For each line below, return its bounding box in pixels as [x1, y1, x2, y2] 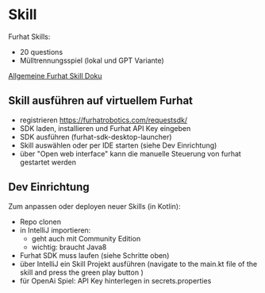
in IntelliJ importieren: [19, 225, 91, 235]
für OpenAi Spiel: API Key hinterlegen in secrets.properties [19, 276, 212, 285]
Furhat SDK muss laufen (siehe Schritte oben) [19, 250, 170, 260]
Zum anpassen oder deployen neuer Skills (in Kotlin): [8, 201, 181, 211]
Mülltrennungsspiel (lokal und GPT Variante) [19, 56, 164, 65]
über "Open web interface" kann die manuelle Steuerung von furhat [19, 148, 242, 158]
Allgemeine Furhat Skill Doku [8, 71, 102, 80]
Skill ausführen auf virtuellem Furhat [8, 94, 193, 108]
